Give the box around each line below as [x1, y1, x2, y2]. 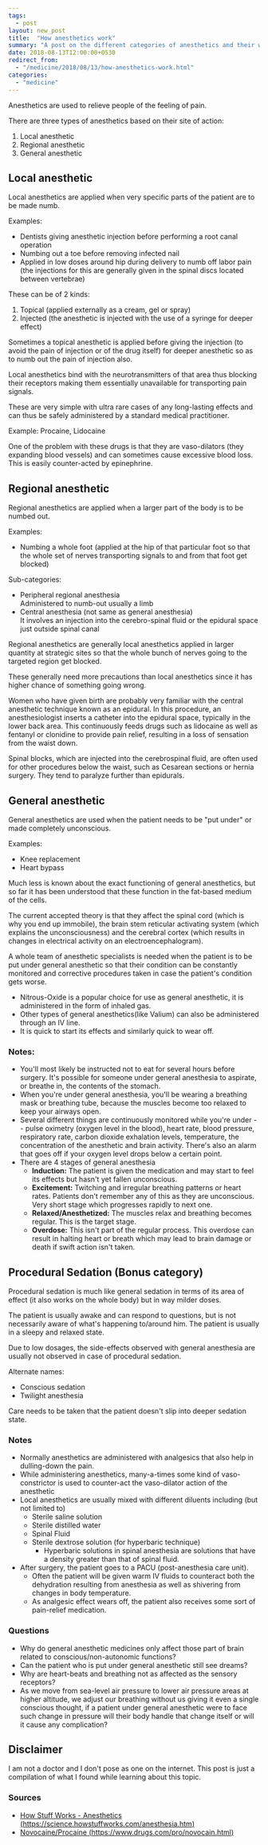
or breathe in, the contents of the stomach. [19, 1082, 161, 1091]
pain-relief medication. [31, 1605, 107, 1615]
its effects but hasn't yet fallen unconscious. [31, 1174, 178, 1185]
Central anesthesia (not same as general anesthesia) [19, 607, 193, 617]
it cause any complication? [19, 1720, 108, 1729]
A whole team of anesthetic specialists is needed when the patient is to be [8, 951, 253, 961]
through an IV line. [19, 1018, 81, 1027]
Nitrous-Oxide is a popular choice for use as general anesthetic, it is [19, 992, 244, 1002]
